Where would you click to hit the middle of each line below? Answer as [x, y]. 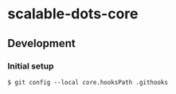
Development [42, 43]
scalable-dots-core [73, 14]
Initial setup [31, 66]
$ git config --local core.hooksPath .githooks [88, 82]
